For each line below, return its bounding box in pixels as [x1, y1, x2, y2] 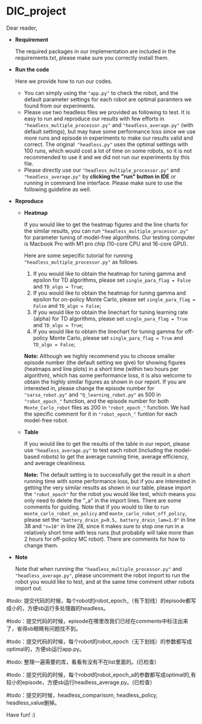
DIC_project [6, 4, 66, 18]
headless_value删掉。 [6, 699, 60, 706]
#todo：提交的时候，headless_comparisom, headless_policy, [6, 691, 158, 699]
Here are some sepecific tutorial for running [24, 252, 133, 259]
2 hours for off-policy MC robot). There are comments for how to [24, 535, 186, 543]
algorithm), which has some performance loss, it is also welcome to [24, 371, 192, 379]
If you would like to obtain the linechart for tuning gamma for [33, 328, 184, 335]
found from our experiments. [24, 102, 96, 109]
